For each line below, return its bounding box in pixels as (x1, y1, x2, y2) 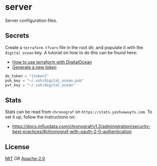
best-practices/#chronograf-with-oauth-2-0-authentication (12, 129, 132, 134)
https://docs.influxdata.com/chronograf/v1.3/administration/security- (12, 123, 151, 130)
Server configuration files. (5, 17, 58, 23)
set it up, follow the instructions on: (5, 114, 76, 120)
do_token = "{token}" (5, 73, 49, 79)
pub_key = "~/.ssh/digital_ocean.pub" (5, 78, 84, 83)
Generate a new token (12, 64, 57, 70)
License (5, 143, 30, 151)
